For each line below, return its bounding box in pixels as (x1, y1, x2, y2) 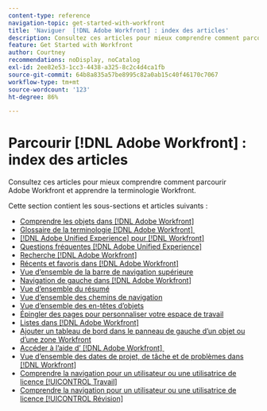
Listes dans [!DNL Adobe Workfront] (19, 318, 139, 328)
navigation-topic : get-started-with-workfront (8, 19, 165, 27)
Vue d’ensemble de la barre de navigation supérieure (19, 267, 194, 277)
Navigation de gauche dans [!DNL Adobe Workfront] (19, 276, 192, 285)
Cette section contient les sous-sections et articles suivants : (8, 201, 208, 211)
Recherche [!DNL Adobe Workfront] (19, 250, 137, 260)
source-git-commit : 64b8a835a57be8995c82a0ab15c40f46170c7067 (8, 71, 219, 79)
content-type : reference (8, 11, 91, 20)
